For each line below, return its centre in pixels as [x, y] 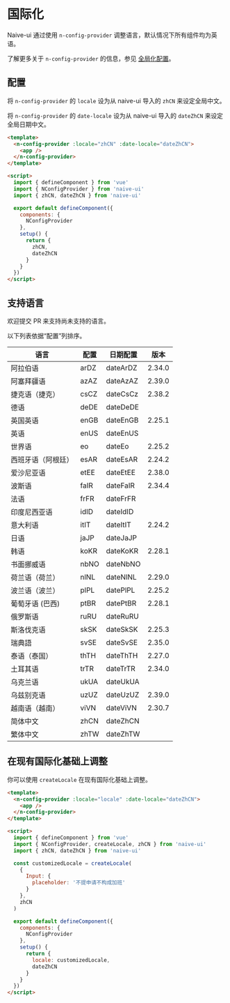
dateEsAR [122, 459]
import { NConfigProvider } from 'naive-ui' [79, 189]
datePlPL [121, 590]
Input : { [38, 876]
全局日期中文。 [28, 124]
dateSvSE [122, 642]
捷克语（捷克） [35, 394]
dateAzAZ [122, 381]
